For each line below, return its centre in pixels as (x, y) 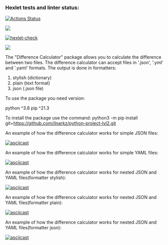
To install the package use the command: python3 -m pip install (72, 118)
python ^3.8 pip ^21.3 (27, 108)
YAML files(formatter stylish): (36, 178)
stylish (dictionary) (32, 78)
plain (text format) (31, 83)
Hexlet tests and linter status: (42, 8)
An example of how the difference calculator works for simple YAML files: (82, 153)
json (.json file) (28, 89)
